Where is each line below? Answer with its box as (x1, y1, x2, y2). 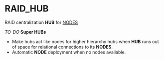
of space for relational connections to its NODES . (11, 44, 113, 50)
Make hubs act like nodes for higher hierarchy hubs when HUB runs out (11, 38, 159, 45)
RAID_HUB (4, 3, 49, 14)
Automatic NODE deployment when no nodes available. (11, 49, 126, 55)
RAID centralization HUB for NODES (4, 19, 78, 25)
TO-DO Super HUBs (4, 29, 46, 35)
